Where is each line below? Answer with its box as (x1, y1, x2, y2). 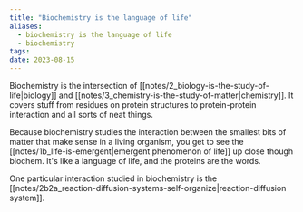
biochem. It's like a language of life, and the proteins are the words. (9, 156, 261, 166)
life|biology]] (9, 90, 57, 101)
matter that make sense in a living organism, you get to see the (9, 137, 244, 147)
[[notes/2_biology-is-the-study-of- (139, 81, 269, 91)
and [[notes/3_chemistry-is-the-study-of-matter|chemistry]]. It (58, 90, 294, 101)
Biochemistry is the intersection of (9, 81, 138, 91)
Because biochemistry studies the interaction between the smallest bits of (9, 127, 287, 137)
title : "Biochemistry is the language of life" (9, 13, 193, 23)
